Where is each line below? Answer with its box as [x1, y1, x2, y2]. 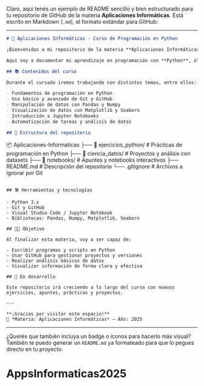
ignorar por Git [6, 169, 43, 176]
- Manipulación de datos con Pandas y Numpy [6, 102, 121, 108]
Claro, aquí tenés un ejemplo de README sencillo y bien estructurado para [6, 5, 193, 12]
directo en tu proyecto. [6, 345, 64, 353]
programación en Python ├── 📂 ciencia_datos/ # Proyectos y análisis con [6, 150, 191, 157]
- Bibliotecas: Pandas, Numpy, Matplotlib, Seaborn [6, 215, 140, 221]
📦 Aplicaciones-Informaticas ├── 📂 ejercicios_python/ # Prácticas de [6, 141, 183, 148]
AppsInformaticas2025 [6, 367, 127, 381]
